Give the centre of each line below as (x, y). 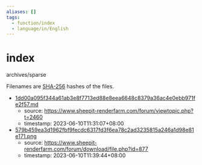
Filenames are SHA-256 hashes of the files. (60, 86)
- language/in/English (40, 28)
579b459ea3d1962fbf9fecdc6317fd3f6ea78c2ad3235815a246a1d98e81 (104, 130)
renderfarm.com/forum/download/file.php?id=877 (86, 149)
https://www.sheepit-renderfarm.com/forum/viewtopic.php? (119, 111)
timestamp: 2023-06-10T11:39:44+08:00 (75, 155)
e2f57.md (27, 104)
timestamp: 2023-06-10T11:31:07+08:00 (74, 124)
